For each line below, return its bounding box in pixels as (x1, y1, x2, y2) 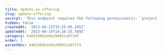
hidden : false (5, 20, 34, 25)
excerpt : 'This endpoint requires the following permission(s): (5, 16, 138, 21)
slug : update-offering (5, 11, 51, 16)
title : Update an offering (5, 7, 60, 12)
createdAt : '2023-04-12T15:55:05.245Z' (5, 25, 86, 30)
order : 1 (5, 38, 23, 43)
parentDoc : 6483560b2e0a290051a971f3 (5, 43, 81, 47)
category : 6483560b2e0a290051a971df (5, 34, 79, 39)
